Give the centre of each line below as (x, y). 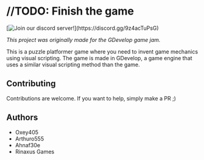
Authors (22, 118)
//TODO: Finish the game (70, 11)
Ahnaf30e (28, 145)
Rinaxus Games (35, 151)
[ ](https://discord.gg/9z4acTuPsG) (83, 28)
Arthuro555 (30, 139)
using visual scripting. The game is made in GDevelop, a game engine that (100, 58)
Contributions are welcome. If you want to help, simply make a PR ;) (91, 98)
